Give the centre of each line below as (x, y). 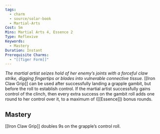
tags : (10, 10)
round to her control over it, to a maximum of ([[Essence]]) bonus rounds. (79, 99)
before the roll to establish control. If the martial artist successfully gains (78, 89)
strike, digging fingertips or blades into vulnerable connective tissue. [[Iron (80, 78)
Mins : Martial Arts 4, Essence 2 (39, 32)
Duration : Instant (24, 50)
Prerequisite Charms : (27, 55)
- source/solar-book (30, 19)
